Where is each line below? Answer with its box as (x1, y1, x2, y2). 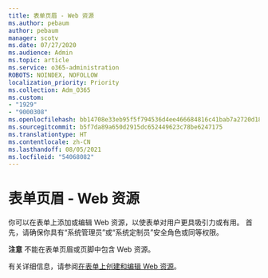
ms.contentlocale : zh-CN (8, 137, 91, 146)
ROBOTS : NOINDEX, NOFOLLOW (8, 71, 98, 79)
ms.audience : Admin (8, 49, 73, 57)
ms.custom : (8, 93, 45, 101)
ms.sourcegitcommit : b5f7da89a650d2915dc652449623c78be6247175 (8, 123, 223, 131)
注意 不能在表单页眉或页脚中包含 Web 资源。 (8, 244, 156, 254)
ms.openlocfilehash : (8, 116, 77, 124)
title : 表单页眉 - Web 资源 (8, 11, 94, 20)
